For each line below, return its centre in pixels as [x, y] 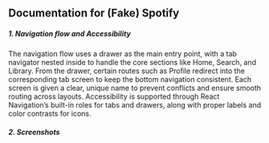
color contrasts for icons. [50, 114]
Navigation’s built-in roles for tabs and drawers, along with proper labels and [135, 105]
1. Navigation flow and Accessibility [69, 33]
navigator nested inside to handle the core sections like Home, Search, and [132, 63]
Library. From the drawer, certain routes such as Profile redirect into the [126, 71]
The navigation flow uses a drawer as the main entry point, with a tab [122, 54]
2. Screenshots [34, 132]
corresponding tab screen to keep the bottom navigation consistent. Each [130, 80]
